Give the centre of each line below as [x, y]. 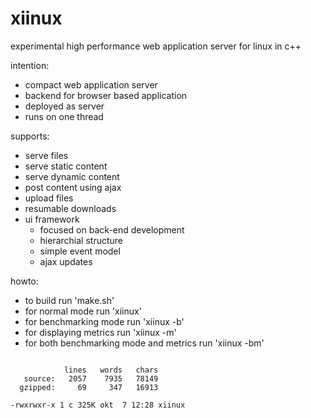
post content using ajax [73, 187]
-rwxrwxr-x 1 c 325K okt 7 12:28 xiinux [98, 405]
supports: [30, 136]
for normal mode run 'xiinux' [83, 311]
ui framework [52, 219]
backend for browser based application [106, 95]
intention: [30, 65]
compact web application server [91, 84]
